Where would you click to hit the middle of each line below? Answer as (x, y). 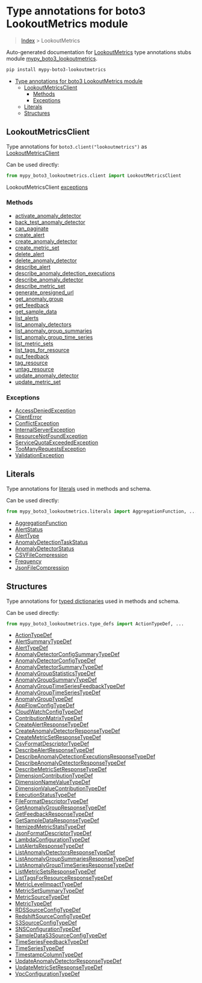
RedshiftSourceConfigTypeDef (53, 916)
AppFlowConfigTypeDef (45, 706)
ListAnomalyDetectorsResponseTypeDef (65, 852)
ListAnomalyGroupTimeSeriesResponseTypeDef (74, 865)
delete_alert (29, 254)
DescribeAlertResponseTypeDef (55, 750)
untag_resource (34, 369)
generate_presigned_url (44, 292)
